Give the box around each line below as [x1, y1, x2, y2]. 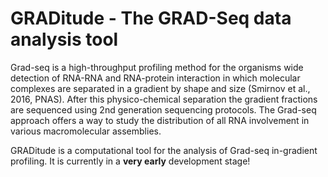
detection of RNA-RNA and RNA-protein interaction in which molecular [10, 72, 301, 84]
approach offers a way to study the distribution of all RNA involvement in [10, 114, 310, 126]
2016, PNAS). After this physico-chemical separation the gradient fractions [10, 93, 318, 105]
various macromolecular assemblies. [10, 125, 162, 137]
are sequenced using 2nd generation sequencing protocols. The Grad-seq [10, 103, 317, 116]
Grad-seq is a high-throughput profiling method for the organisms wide [10, 61, 304, 73]
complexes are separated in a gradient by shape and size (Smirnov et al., [10, 82, 311, 94]
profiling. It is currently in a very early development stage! [10, 155, 251, 167]
